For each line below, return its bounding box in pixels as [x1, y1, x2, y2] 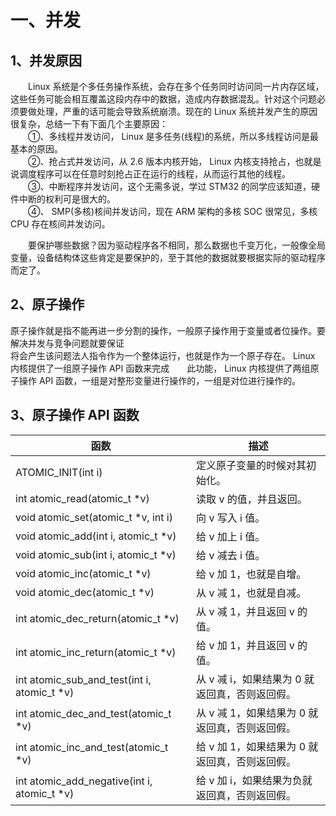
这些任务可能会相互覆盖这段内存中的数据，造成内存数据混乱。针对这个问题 [10, 93, 317, 105]
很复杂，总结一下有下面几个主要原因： [10, 118, 168, 130]
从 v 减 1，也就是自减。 [196, 586, 307, 600]
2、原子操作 [10, 296, 85, 313]
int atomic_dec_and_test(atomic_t [15, 706, 172, 720]
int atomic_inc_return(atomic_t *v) [15, 645, 177, 659]
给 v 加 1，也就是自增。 [196, 567, 307, 581]
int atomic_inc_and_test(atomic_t [15, 740, 169, 754]
